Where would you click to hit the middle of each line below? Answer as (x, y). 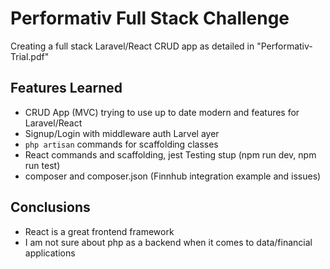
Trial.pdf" (30, 56)
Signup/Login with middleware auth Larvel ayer (122, 133)
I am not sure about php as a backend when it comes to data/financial (168, 242)
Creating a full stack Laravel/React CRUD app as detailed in (132, 46)
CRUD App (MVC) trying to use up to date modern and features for (162, 112)
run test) (42, 165)
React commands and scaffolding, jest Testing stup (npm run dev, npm (170, 154)
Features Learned (66, 88)
